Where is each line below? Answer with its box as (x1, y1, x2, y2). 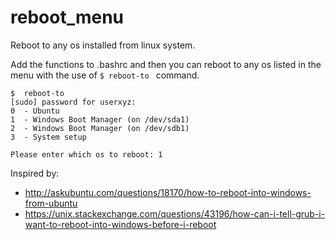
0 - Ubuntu (10, 106, 60, 116)
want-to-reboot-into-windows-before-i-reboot (24, 218, 217, 230)
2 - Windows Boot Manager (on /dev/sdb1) (10, 123, 190, 133)
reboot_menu (10, 6, 125, 29)
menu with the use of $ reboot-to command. (10, 69, 200, 81)
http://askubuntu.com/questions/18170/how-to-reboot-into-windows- (24, 186, 312, 198)
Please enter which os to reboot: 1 (10, 149, 163, 160)
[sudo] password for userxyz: (10, 97, 137, 107)
